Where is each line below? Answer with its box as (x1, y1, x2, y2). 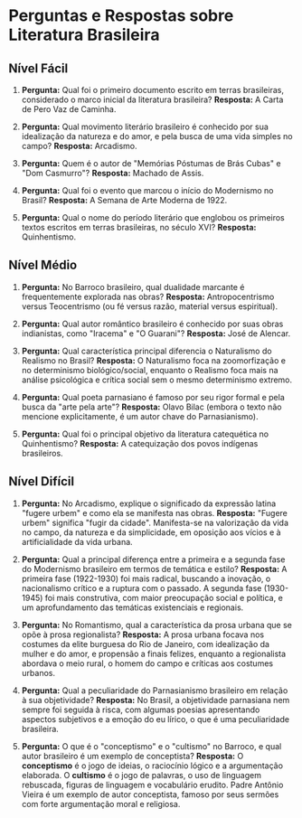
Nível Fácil (8, 61, 69, 76)
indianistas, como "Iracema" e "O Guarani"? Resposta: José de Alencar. (21, 327, 291, 339)
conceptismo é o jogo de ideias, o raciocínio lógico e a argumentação (21, 760, 284, 771)
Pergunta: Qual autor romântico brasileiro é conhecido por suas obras (21, 318, 284, 329)
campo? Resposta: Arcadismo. (21, 141, 137, 151)
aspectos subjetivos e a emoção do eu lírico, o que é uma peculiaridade (21, 713, 290, 724)
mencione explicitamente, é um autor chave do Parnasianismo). (21, 410, 259, 421)
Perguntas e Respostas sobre (8, 5, 234, 26)
